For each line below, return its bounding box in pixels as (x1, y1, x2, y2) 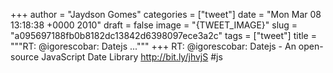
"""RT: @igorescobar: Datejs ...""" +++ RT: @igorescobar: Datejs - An (10, 40, 297, 52)
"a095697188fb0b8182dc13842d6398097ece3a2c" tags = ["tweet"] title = (10, 30, 317, 41)
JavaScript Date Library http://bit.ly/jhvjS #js (41, 51, 223, 63)
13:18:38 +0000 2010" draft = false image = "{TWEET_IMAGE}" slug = (10, 19, 298, 31)
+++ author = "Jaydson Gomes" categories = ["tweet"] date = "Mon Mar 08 (10, 9, 322, 20)
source (10, 51, 40, 63)
